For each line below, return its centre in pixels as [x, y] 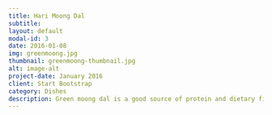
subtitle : [25, 23]
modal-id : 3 [28, 38]
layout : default [36, 31]
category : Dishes [38, 91]
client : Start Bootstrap [50, 83]
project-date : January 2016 [56, 76]
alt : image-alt [34, 69]
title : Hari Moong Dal [47, 16]
